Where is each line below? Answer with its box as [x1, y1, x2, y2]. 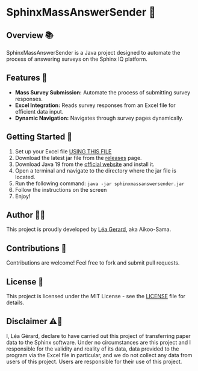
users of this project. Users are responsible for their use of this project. [6, 358, 182, 365]
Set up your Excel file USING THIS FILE [14, 147, 112, 155]
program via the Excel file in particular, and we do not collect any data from [6, 351, 193, 358]
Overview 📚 [6, 30, 54, 40]
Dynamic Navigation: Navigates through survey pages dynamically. [14, 114, 184, 121]
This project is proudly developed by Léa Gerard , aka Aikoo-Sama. [6, 225, 172, 233]
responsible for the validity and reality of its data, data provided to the [6, 345, 179, 352]
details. [6, 299, 25, 306]
